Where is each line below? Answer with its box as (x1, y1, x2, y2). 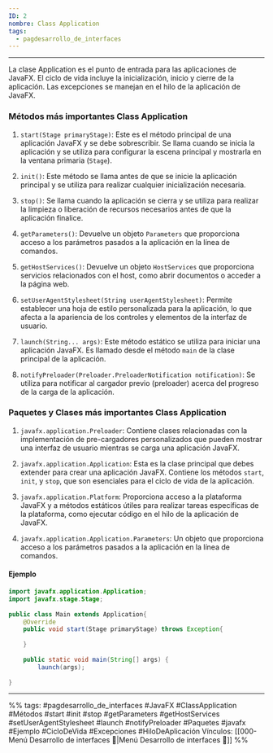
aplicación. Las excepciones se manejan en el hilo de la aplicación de (8, 82, 241, 92)
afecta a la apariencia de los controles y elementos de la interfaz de (19, 312, 248, 322)
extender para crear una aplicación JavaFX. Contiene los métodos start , (19, 467, 264, 477)
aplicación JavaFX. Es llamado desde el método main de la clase (19, 345, 236, 355)
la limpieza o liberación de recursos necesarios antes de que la (19, 204, 232, 214)
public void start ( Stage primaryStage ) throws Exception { (23, 625, 223, 633)
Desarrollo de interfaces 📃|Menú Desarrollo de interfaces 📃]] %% (29, 735, 249, 745)
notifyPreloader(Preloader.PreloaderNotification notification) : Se (19, 370, 256, 379)
